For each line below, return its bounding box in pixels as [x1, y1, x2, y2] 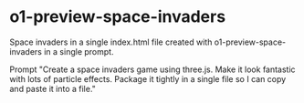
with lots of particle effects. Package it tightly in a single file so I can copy [9, 73, 287, 84]
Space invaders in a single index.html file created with [9, 36, 213, 47]
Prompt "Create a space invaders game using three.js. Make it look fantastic [9, 64, 296, 75]
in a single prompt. [44, 46, 114, 57]
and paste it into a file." [9, 83, 96, 94]
